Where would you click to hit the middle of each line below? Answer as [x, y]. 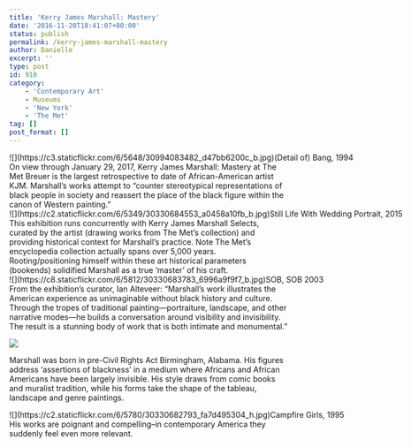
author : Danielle [41, 50]
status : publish [39, 34]
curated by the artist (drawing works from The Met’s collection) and [132, 232]
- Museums [43, 99]
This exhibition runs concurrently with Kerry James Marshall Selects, [134, 223]
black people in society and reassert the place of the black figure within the [147, 194]
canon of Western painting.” [60, 204]
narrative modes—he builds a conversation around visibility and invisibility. [145, 317]
